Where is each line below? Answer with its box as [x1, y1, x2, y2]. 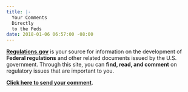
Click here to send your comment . [6, 79, 93, 87]
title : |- [6, 8, 32, 15]
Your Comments [12, 15, 47, 21]
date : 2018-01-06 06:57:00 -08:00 [6, 31, 94, 38]
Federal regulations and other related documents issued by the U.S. [6, 54, 177, 62]
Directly [12, 20, 34, 26]
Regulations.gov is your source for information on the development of [6, 48, 182, 55]
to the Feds [12, 25, 42, 32]
